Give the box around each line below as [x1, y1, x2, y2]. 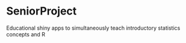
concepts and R [6, 30, 45, 38]
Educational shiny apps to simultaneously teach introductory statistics [6, 24, 181, 31]
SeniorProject [6, 4, 77, 18]
